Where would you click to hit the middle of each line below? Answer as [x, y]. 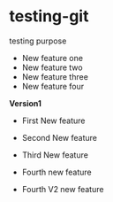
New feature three [55, 76]
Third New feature [55, 155]
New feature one [53, 58]
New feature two [52, 67]
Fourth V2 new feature [63, 189]
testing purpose [38, 41]
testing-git [49, 16]
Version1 [26, 103]
